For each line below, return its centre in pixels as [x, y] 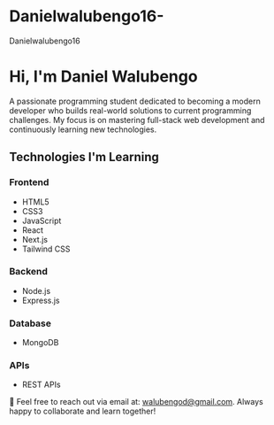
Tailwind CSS [46, 249]
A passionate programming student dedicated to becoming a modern [135, 101]
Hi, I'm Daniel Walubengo [103, 77]
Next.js [35, 239]
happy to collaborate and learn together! [83, 411]
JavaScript [42, 220]
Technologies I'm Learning [84, 157]
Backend [29, 272]
